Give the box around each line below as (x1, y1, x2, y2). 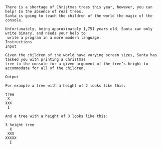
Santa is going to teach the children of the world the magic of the (5, 13, 153, 18)
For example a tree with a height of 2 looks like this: (5, 83, 126, 88)
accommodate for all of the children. (5, 66, 86, 71)
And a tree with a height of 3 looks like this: (5, 114, 108, 119)
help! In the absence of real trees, (5, 9, 84, 14)
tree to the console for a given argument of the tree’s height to (5, 61, 149, 66)
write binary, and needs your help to (5, 31, 86, 36)
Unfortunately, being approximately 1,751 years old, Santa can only (5, 26, 153, 31)
